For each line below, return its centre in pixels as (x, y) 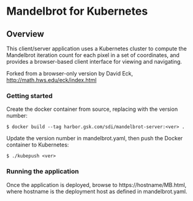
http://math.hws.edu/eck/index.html (51, 80)
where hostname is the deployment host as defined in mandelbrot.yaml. (97, 191)
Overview (25, 34)
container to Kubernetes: (38, 145)
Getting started (30, 96)
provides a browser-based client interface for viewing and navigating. (94, 62)
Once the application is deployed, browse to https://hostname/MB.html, (96, 184)
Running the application (43, 172)
